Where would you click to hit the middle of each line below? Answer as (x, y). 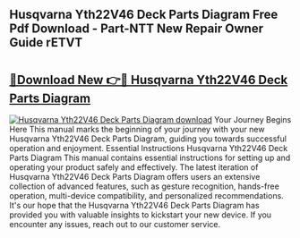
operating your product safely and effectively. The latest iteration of (134, 167)
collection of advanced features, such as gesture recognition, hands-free (144, 186)
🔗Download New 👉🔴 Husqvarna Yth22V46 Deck (149, 80)
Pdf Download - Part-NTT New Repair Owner (137, 29)
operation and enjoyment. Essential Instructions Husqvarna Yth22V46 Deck (149, 148)
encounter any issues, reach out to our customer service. (115, 224)
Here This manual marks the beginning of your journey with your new (137, 129)
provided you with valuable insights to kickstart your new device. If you (140, 215)
